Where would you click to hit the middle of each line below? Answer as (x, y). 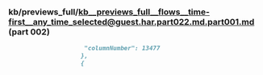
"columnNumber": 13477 (122, 49)
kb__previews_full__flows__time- (144, 12)
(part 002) (29, 32)
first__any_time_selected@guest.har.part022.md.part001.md (131, 22)
